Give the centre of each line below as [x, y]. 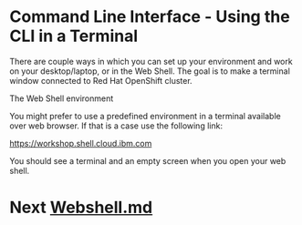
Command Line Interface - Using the [150, 17]
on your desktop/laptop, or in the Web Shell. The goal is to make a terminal [150, 71]
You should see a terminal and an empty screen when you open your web [148, 160]
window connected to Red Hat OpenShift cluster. [101, 80]
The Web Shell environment [62, 98]
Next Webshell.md [81, 208]
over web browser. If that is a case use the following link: [116, 126]
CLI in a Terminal [74, 36]
